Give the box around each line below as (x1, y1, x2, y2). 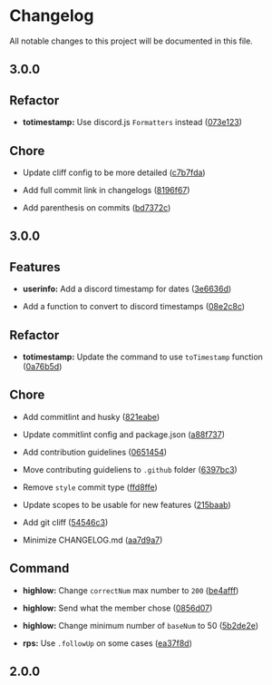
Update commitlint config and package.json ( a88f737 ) (22, 428, 225, 440)
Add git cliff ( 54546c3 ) (22, 516, 109, 527)
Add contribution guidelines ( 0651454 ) (22, 446, 168, 457)
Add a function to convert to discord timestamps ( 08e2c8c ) (22, 301, 246, 312)
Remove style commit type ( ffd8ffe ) (22, 482, 159, 493)
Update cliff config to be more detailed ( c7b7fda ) (22, 167, 206, 178)
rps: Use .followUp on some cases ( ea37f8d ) (22, 637, 193, 649)
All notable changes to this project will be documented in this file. (9, 35, 254, 46)
